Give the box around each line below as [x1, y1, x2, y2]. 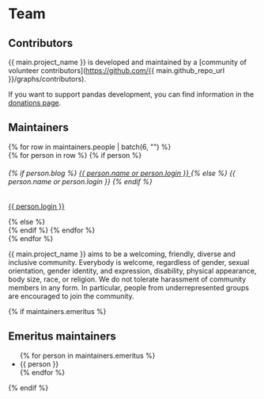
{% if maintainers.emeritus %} [8, 307, 107, 317]
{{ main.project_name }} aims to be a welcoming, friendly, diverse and [8, 249, 236, 259]
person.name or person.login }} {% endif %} [8, 177, 153, 186]
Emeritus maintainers [8, 330, 116, 343]
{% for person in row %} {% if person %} [8, 150, 142, 159]
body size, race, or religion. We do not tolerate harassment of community [8, 274, 247, 284]
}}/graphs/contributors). [8, 75, 87, 83]
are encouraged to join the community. [8, 291, 134, 301]
